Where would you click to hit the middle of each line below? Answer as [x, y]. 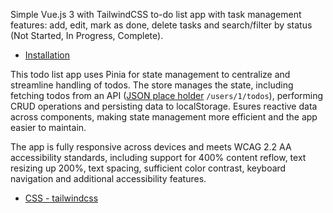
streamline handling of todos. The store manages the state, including [152, 85]
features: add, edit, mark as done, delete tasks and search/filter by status [161, 25]
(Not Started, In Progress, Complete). [87, 35]
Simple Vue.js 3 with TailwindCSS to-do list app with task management [156, 14]
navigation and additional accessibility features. [108, 178]
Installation [47, 55]
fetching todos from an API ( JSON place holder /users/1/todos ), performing [167, 95]
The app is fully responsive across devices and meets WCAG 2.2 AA [151, 147]
